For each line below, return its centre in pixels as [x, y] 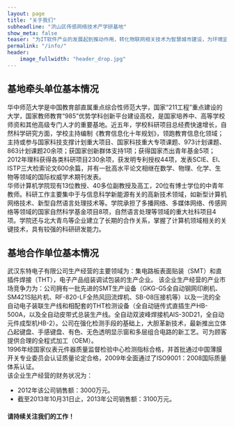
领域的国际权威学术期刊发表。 [62, 177]
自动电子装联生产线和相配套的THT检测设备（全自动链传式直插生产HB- [108, 306]
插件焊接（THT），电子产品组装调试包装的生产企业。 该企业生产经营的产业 [114, 280]
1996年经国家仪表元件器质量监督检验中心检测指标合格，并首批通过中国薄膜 [115, 350]
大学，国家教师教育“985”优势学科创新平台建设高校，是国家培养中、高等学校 [116, 116]
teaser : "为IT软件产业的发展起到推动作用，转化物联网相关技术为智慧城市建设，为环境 [115, 40]
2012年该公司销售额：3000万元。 [65, 390]
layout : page [26, 14]
